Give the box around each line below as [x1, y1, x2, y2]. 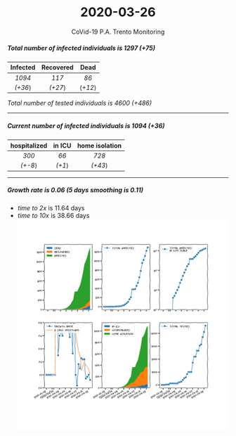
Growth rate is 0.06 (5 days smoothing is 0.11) [7, 186, 144, 194]
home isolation [77, 141, 122, 150]
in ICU [53, 141, 72, 150]
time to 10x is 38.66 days [17, 211, 90, 219]
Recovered [41, 63, 74, 72]
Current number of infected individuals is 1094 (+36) [7, 122, 165, 130]
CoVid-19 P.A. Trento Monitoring [71, 27, 165, 36]
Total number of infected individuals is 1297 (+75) [7, 44, 156, 52]
